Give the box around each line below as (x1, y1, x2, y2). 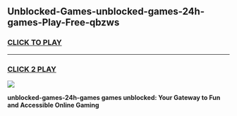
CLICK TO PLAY (7, 38, 62, 48)
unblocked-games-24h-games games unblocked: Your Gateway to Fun (7, 93, 221, 101)
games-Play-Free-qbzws (7, 17, 120, 29)
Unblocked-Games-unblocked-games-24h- (7, 6, 205, 18)
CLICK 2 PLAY (7, 64, 56, 74)
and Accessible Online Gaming (7, 101, 99, 109)
